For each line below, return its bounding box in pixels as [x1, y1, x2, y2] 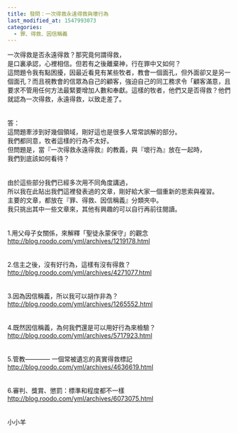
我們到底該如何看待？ [7, 154, 69, 163]
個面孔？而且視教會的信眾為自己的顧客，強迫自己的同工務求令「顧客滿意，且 [7, 77, 231, 86]
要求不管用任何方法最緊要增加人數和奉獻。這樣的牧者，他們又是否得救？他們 [7, 86, 231, 94]
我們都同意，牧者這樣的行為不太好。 [7, 136, 113, 146]
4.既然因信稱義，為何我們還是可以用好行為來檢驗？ [7, 324, 156, 332]
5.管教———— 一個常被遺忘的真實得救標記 [7, 355, 132, 363]
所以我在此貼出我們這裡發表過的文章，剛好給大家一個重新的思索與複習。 [7, 187, 218, 196]
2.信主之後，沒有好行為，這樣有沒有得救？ [7, 261, 131, 269]
